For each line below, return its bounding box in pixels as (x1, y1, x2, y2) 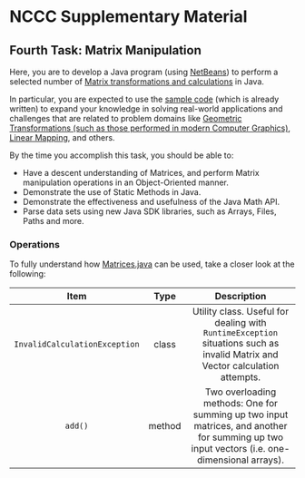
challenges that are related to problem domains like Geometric (9, 113, 242, 123)
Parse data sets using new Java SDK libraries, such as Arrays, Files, (22, 206, 277, 217)
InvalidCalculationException (14, 339, 140, 350)
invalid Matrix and (202, 348, 279, 361)
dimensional (196, 454, 250, 466)
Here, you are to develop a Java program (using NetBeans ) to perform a (9, 66, 279, 77)
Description (214, 290, 267, 303)
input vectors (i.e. (191, 443, 266, 455)
